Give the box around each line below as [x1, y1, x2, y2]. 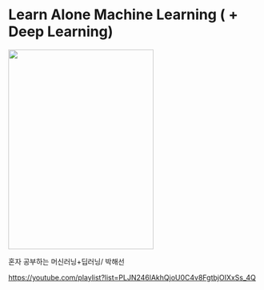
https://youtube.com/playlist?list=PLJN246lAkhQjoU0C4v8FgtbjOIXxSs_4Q [8, 272, 256, 282]
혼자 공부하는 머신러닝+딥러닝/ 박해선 [8, 256, 126, 266]
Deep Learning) [8, 22, 114, 41]
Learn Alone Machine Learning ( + [8, 6, 238, 24]
